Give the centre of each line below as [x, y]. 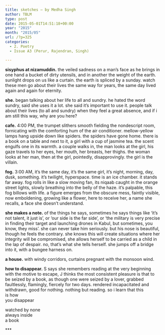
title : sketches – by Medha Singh [41, 10]
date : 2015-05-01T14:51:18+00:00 [39, 23]
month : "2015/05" [23, 33]
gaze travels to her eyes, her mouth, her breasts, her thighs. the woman [78, 152]
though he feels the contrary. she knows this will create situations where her [82, 234]
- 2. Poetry [22, 46]
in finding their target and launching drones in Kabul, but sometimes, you [79, 223]
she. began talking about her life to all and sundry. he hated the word [75, 100]
